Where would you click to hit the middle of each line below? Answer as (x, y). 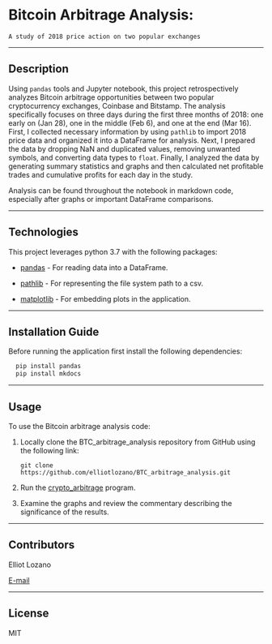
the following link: (49, 450)
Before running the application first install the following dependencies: (125, 351)
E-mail (19, 580)
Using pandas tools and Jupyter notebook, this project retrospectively (123, 88)
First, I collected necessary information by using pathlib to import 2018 (127, 131)
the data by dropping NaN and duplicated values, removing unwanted (124, 148)
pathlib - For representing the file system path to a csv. (112, 283)
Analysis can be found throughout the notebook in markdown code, (121, 190)
